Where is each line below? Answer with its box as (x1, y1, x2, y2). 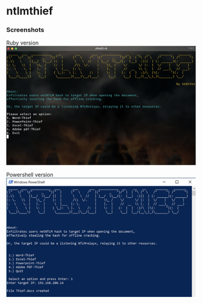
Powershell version (6, 171, 54, 179)
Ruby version (6, 39, 39, 46)
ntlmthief (6, 4, 54, 18)
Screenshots (6, 26, 44, 34)
